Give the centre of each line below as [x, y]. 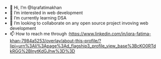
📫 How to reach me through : [39, 34]
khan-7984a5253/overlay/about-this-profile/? [55, 41]
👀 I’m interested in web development [46, 13]
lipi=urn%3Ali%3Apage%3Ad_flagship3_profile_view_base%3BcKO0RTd [83, 46]
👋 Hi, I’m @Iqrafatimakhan [36, 8]
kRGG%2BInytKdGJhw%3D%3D [42, 51]
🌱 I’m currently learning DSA [38, 18]
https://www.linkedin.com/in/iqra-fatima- [110, 34]
